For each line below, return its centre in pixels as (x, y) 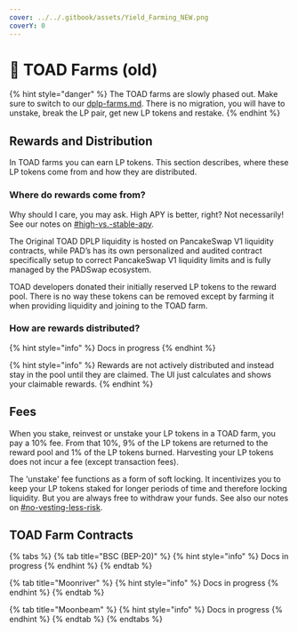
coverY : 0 (28, 26)
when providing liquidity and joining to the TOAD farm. (109, 305)
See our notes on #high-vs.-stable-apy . (81, 224)
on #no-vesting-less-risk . (56, 507)
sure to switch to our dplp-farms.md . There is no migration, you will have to (147, 104)
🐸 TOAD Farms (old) (84, 70)
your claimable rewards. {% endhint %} (81, 384)
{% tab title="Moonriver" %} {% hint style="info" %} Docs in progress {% (144, 583)
